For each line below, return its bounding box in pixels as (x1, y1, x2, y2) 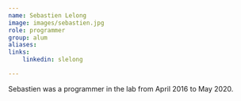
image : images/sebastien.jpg (8, 19, 105, 27)
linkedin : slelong (22, 56, 83, 64)
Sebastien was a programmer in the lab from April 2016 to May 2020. (8, 84, 234, 93)
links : (8, 48, 30, 56)
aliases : (8, 41, 37, 49)
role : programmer (8, 26, 66, 34)
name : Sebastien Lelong (8, 11, 87, 20)
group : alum (8, 33, 48, 42)
